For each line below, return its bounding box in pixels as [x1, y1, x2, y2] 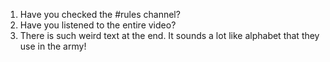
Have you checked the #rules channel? [19, 9, 181, 20]
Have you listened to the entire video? [19, 19, 177, 31]
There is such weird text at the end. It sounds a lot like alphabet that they [19, 30, 320, 41]
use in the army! [19, 40, 87, 52]
